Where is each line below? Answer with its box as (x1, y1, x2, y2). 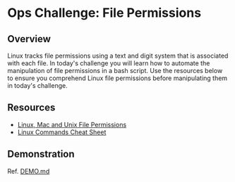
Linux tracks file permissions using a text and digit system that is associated (7, 51, 229, 60)
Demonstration (7, 148, 76, 160)
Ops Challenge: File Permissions (7, 5, 202, 21)
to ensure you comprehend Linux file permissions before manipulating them (7, 74, 228, 82)
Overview (7, 33, 52, 45)
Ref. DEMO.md (7, 167, 50, 175)
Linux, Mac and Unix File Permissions (17, 120, 127, 129)
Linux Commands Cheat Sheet (17, 128, 107, 136)
